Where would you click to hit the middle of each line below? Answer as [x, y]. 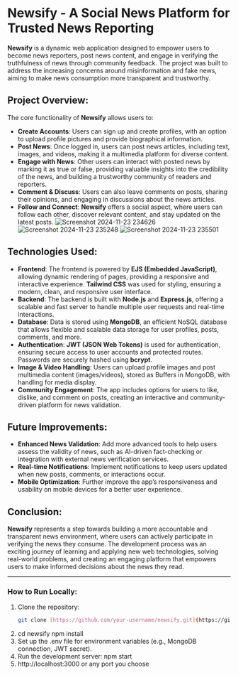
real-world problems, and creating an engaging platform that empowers [112, 559]
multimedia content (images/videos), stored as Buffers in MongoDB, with [124, 374]
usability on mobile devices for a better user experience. [100, 490]
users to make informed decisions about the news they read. [96, 567]
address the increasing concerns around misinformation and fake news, [112, 70]
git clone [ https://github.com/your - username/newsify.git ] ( [108, 620]
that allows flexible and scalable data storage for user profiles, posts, [118, 329]
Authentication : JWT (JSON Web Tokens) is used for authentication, [119, 344]
